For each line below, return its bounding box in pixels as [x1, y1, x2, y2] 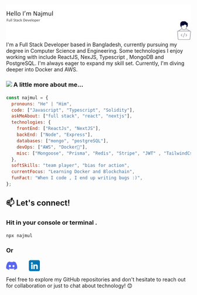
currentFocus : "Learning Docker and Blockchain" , [11, 169, 135, 175]
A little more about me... [13, 81, 84, 89]
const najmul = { [6, 95, 49, 101]
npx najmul [6, 232, 33, 238]
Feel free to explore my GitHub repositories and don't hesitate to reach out [6, 276, 186, 283]
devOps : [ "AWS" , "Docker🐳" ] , [16, 144, 88, 150]
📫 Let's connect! [6, 198, 70, 208]
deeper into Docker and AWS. [6, 66, 78, 73]
